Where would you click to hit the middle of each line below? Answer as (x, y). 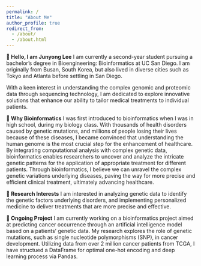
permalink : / (22, 12)
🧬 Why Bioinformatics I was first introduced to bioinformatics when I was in (100, 118)
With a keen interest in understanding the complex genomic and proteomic (98, 87)
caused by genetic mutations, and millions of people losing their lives (91, 131)
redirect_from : (25, 29)
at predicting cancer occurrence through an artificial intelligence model (94, 225)
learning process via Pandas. (42, 256)
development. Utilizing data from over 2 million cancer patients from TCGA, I (100, 243)
